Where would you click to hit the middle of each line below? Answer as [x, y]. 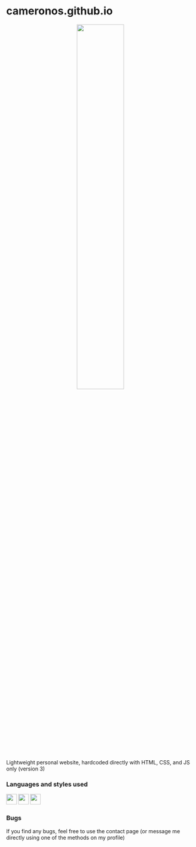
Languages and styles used [47, 784]
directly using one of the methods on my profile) [66, 837]
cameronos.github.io [59, 11]
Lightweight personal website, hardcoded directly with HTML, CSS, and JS [98, 762]
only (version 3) [26, 769]
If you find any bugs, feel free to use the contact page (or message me [93, 831]
